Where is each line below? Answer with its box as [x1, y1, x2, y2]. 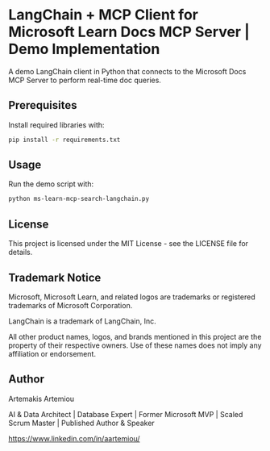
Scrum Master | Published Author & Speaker [8, 418, 155, 428]
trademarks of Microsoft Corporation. [8, 300, 133, 310]
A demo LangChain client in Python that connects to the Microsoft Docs [8, 66, 247, 76]
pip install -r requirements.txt [8, 136, 121, 144]
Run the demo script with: [8, 179, 94, 189]
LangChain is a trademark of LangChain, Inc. [8, 316, 157, 326]
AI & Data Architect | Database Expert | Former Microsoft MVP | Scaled [8, 409, 243, 419]
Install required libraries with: [8, 119, 105, 130]
